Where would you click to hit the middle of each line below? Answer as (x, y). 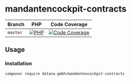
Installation (19, 64)
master (15, 32)
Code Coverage (69, 24)
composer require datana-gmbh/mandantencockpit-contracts (65, 74)
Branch (16, 24)
